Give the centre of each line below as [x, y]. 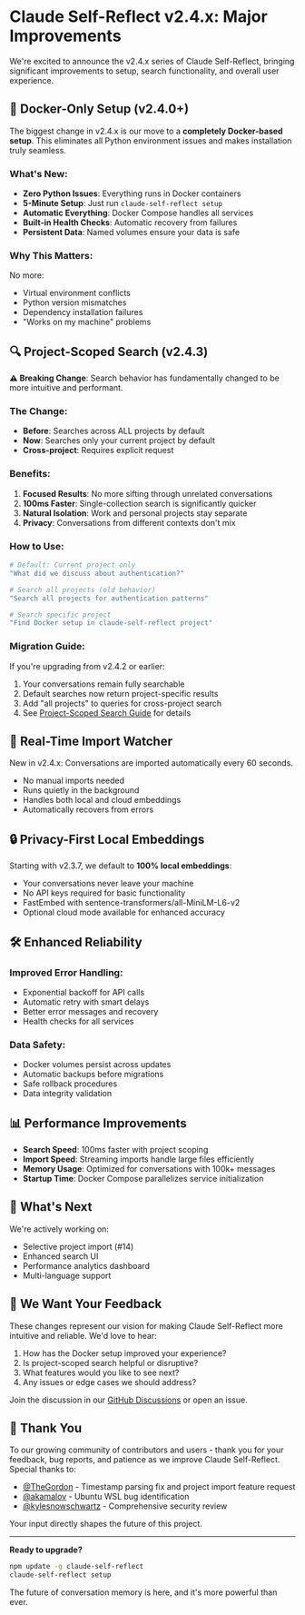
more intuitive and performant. [66, 388]
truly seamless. [38, 150]
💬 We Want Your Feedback [86, 1304]
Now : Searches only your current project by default [119, 441]
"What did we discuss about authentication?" [97, 573]
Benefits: [30, 474]
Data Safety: [38, 1045]
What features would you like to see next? [101, 1372]
